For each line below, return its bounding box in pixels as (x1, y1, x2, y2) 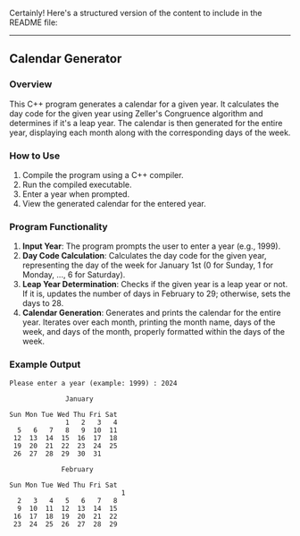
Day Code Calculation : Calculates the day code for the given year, (21, 251, 267, 261)
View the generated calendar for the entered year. (21, 198, 207, 208)
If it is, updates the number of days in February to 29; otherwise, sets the (21, 288, 291, 299)
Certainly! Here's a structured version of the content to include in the (9, 8, 262, 18)
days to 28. (21, 298, 64, 309)
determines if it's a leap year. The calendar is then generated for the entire (9, 117, 283, 128)
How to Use (9, 149, 61, 162)
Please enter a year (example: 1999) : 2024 (9, 379, 178, 387)
